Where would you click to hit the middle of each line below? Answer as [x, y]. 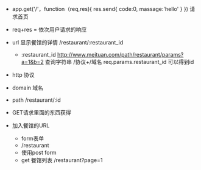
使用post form [39, 152]
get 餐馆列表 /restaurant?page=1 [62, 160]
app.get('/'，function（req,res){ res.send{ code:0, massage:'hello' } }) [100, 9]
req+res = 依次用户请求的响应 [49, 30]
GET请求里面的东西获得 [41, 112]
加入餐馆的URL [31, 126]
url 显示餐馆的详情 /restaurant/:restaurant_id [68, 42]
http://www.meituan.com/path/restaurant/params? [120, 55]
